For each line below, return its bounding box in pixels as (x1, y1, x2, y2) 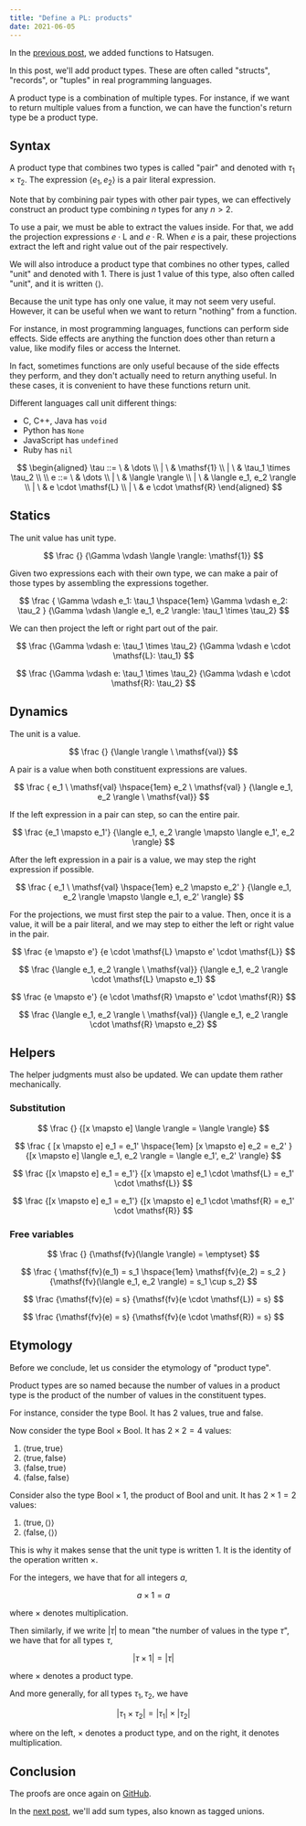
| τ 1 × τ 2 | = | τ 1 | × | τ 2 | (116, 1707, 191, 1721)
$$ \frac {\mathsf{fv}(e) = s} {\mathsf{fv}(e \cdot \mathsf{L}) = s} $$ (22, 1293, 285, 1304)
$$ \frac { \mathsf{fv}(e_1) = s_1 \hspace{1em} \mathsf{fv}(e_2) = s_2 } (20, 1265, 287, 1276)
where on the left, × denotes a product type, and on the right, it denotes (9, 1727, 280, 1738)
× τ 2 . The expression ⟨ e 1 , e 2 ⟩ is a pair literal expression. (9, 175, 216, 187)
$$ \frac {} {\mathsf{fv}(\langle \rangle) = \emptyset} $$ (47, 1248, 260, 1259)
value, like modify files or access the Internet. (9, 342, 181, 353)
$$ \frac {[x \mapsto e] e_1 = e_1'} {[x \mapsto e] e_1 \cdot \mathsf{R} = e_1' (12, 1195, 295, 1206)
